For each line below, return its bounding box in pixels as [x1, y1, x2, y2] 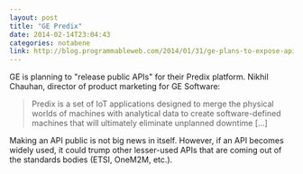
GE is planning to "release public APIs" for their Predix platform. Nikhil [9, 71, 269, 82]
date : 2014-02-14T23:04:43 [9, 30, 111, 39]
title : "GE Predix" [9, 22, 83, 31]
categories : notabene [9, 38, 91, 48]
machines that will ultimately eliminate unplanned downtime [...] [31, 118, 268, 129]
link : [9, 47, 30, 56]
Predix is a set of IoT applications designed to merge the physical [31, 98, 274, 109]
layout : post [9, 13, 59, 23]
